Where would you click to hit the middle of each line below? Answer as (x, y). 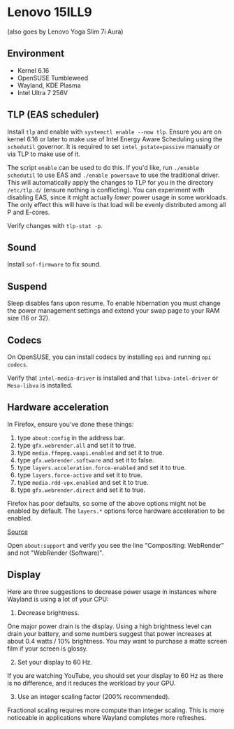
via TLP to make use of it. (44, 154)
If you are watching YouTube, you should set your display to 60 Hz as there (115, 675)
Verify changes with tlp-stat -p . (55, 225)
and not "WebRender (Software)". (56, 553)
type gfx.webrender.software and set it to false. (86, 460)
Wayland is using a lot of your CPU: (58, 599)
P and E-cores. (29, 212)
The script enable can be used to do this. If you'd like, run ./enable (103, 167)
